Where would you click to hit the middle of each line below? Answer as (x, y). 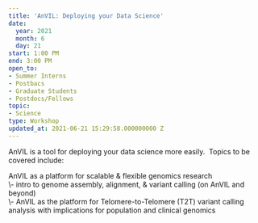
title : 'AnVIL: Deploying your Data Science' (86, 16)
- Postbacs (27, 83)
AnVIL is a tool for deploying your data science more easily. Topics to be (129, 151)
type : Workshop (34, 121)
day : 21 (29, 46)
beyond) (22, 193)
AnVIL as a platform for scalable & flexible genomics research (110, 175)
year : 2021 (34, 31)
